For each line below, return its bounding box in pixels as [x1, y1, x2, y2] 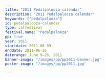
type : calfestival [5, 25, 42, 30]
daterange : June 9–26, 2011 [5, 52, 63, 58]
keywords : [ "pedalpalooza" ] [5, 16, 63, 21]
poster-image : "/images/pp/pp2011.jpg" [5, 61, 86, 66]
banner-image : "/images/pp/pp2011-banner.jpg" [5, 57, 102, 62]
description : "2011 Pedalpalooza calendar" [5, 12, 95, 17]
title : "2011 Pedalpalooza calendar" [5, 7, 82, 12]
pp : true [5, 35, 23, 39]
